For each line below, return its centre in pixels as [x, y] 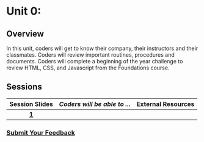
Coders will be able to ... [95, 104]
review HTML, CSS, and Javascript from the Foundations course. [88, 68]
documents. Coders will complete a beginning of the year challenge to [95, 61]
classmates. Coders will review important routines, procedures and [91, 55]
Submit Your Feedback [41, 132]
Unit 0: [24, 11]
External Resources [166, 104]
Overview [25, 34]
